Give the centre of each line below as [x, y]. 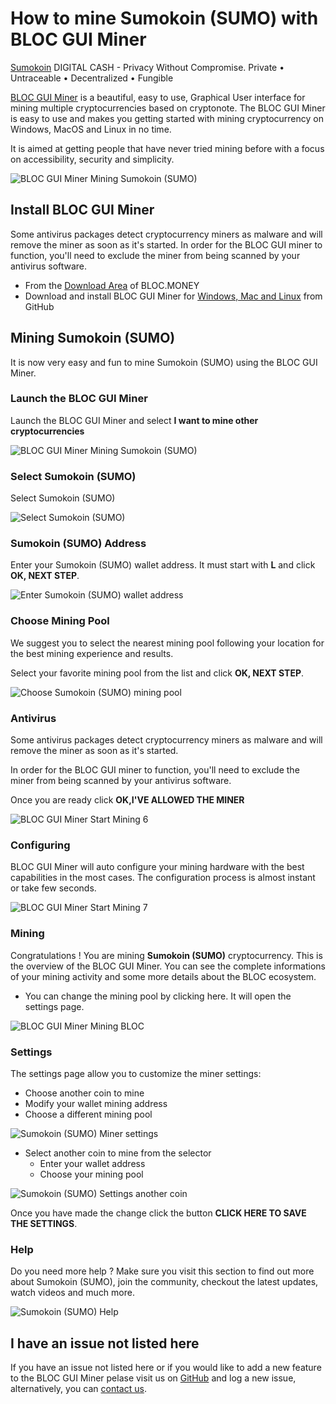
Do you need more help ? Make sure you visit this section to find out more [162, 1271]
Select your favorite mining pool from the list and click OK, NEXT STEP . [157, 673]
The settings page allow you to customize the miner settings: [136, 1073]
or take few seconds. [53, 888]
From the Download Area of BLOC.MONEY [112, 285]
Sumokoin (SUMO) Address [78, 544]
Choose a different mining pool [88, 1114]
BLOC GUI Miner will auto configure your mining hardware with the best [157, 867]
